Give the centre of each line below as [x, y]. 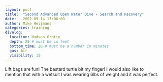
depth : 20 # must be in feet [39, 42]
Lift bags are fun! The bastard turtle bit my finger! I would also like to [75, 69]
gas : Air [18, 51]
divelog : [14, 32]
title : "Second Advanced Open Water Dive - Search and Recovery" [75, 14]
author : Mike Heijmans [28, 23]
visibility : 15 [25, 55]
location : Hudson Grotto [35, 37]
